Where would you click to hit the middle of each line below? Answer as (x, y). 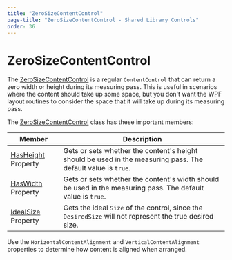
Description (142, 139)
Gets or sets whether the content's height (130, 151)
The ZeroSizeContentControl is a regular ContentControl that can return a (112, 79)
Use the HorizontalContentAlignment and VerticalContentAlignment (104, 242)
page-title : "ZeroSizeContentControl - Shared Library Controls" (103, 20)
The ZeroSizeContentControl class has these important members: (100, 122)
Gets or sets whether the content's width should (141, 179)
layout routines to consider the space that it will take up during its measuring (116, 101)
